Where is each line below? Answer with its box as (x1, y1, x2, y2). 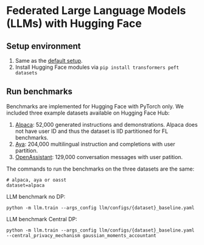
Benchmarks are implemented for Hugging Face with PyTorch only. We (6, 102, 184, 110)
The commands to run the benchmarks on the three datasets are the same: (6, 165, 195, 172)
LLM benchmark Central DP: (6, 215, 77, 222)
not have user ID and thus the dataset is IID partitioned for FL (15, 127, 169, 135)
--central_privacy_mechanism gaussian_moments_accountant (6, 232, 157, 238)
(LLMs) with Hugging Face (6, 16, 142, 30)
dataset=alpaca (6, 182, 45, 188)
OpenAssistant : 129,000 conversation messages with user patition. (15, 153, 183, 160)
